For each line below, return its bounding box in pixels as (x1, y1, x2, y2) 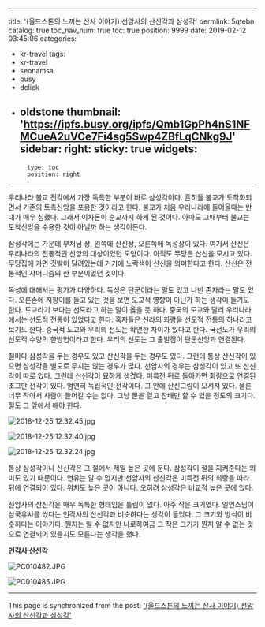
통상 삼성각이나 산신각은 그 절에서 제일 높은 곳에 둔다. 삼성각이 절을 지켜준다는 (8, 463, 248, 472)
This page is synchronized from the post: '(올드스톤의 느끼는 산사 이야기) (8, 600, 239, 610)
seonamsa (19, 66, 54, 75)
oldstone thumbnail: (19, 106, 121, 119)
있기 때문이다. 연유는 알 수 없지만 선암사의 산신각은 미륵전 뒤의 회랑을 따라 (22, 472, 250, 482)
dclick (19, 83, 39, 91)
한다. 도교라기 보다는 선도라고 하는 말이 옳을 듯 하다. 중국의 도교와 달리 (8, 304, 225, 314)
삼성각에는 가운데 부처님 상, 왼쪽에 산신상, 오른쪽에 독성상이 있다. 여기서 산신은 (8, 238, 250, 248)
